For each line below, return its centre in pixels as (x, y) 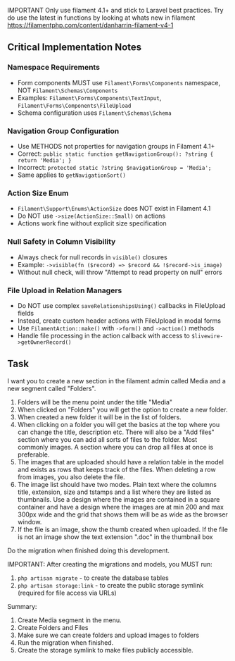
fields (25, 313)
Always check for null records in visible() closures (92, 257)
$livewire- (207, 336)
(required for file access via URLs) (67, 593)
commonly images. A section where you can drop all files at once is (115, 447)
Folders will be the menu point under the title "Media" (95, 402)
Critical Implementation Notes (75, 48)
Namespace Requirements (54, 68)
